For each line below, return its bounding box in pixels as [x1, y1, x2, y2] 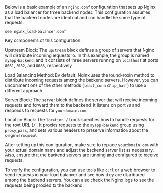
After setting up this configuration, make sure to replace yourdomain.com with [5, 142, 159, 148]
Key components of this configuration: [5, 38, 82, 43]
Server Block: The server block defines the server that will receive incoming [5, 97, 158, 103]
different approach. [5, 88, 44, 93]
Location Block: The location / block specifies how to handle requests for [5, 117, 155, 122]
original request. [5, 133, 38, 138]
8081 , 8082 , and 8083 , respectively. [5, 63, 73, 68]
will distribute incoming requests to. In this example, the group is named [5, 52, 149, 58]
